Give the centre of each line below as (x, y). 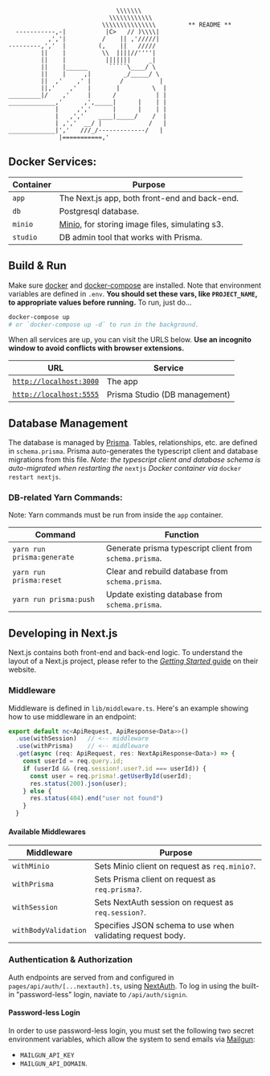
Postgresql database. (99, 211)
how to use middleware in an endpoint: (72, 716)
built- (250, 986)
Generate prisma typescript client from (179, 548)
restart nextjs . (35, 477)
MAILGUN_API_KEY (47, 1055)
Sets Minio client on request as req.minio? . (175, 866)
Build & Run (37, 266)
